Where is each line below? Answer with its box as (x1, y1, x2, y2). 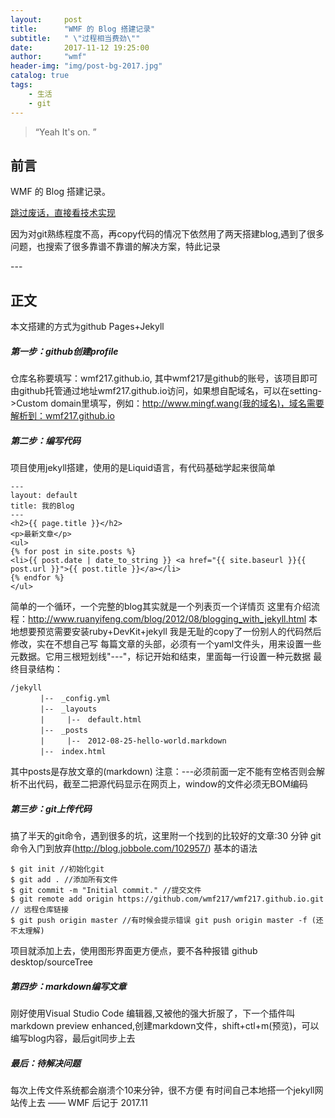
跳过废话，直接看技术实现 (10, 207, 116, 219)
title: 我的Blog (10, 501, 75, 511)
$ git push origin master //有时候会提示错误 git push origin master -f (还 (10, 916, 324, 926)
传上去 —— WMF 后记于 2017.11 (18, 1096, 148, 1108)
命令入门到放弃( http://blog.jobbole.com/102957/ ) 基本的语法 (10, 842, 258, 855)
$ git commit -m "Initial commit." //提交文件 (10, 886, 202, 896)
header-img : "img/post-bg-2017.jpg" (10, 61, 163, 71)
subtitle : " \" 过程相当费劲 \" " (10, 33, 141, 43)
